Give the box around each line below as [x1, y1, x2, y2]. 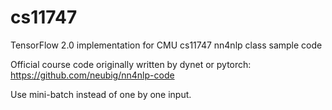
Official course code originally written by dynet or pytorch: [10, 58, 252, 70]
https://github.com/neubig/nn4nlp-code [10, 69, 175, 81]
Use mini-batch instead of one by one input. [10, 88, 192, 100]
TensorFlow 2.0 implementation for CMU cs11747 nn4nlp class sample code [10, 39, 323, 51]
